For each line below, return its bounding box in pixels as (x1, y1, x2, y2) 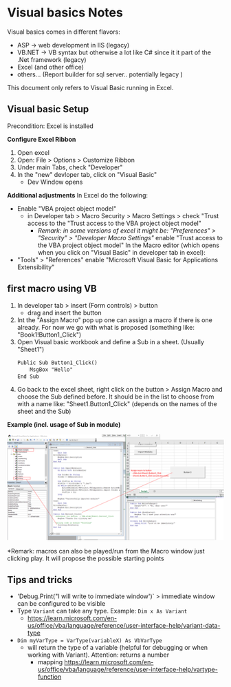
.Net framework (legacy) (16, 55, 87, 63)
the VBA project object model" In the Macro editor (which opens (37, 241, 220, 249)
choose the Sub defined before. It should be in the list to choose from (16, 392, 214, 401)
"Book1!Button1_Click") (16, 330, 82, 339)
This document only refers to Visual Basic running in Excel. (7, 83, 174, 92)
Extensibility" (16, 263, 55, 271)
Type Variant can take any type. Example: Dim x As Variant (16, 607, 188, 615)
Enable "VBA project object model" (16, 204, 117, 213)
